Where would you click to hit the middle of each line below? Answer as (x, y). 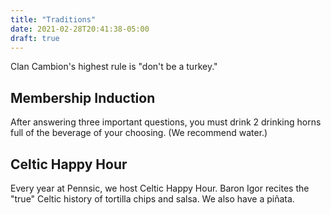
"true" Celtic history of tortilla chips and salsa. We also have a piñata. (152, 199)
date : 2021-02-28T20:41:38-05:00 (80, 29)
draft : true (35, 38)
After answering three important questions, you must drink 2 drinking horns (166, 122)
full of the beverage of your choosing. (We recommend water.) (139, 133)
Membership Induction (83, 97)
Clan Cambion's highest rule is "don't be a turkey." (114, 67)
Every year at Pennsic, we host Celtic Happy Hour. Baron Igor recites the (160, 188)
